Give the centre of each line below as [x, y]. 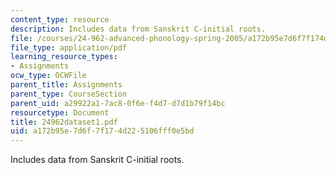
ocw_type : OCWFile [48, 76]
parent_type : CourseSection [69, 94]
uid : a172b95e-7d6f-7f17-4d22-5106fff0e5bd [102, 131]
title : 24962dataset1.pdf [64, 122]
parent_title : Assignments [66, 85]
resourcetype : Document [60, 112]
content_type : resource [60, 19]
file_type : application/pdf [69, 47]
